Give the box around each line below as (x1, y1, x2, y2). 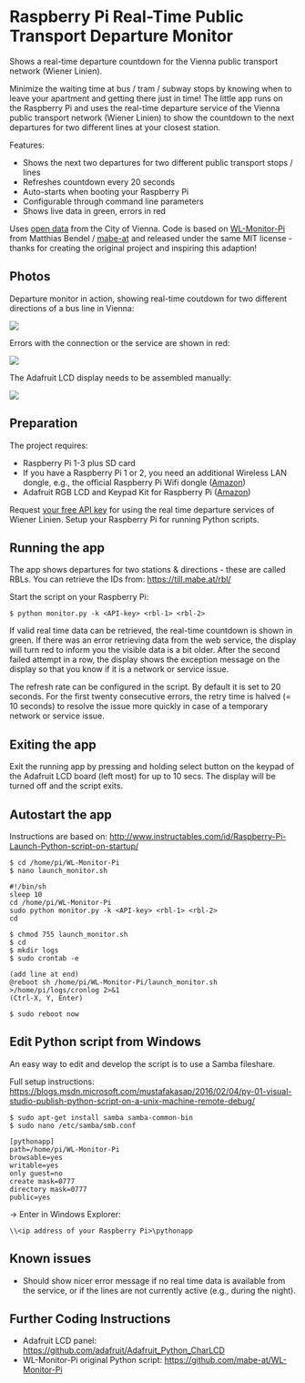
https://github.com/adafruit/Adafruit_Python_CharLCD (22, 1345, 226, 1356)
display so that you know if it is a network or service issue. (9, 664, 229, 675)
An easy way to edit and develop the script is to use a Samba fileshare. (9, 1058, 276, 1069)
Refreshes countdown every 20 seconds (22, 176, 176, 188)
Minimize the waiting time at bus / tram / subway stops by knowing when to (9, 83, 293, 94)
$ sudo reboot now (9, 1010, 79, 1019)
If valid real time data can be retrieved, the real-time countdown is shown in (9, 625, 293, 636)
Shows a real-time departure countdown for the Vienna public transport (9, 56, 279, 66)
